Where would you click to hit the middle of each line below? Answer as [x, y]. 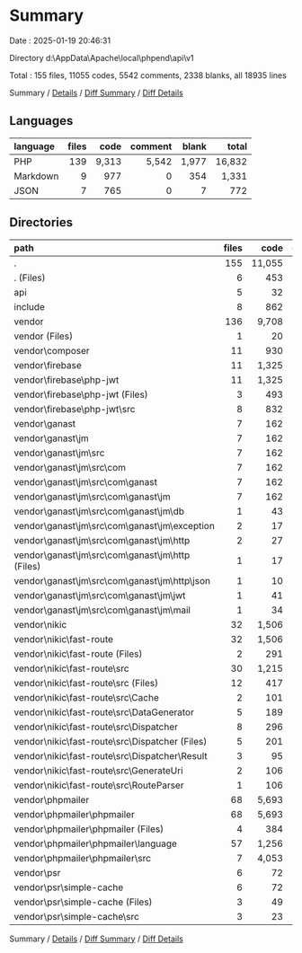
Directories [41, 222]
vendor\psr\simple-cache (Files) [83, 902]
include [29, 306]
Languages [41, 121]
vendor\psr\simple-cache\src [76, 916]
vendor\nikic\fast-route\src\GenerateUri [98, 771]
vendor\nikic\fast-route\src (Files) [86, 683]
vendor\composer [52, 350]
